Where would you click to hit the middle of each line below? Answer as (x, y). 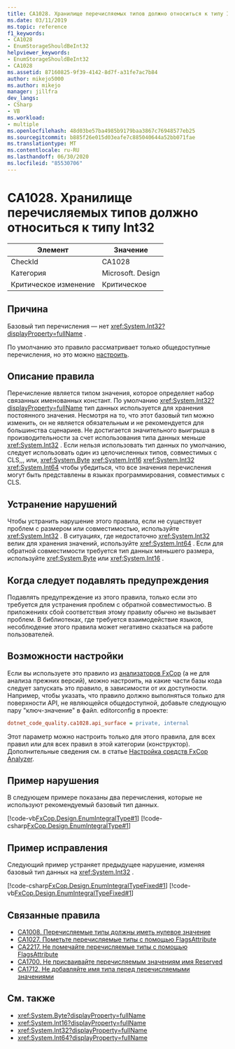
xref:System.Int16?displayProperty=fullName (82, 1022)
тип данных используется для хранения (144, 408)
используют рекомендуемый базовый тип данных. (83, 805)
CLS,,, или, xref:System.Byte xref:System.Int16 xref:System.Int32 (101, 460)
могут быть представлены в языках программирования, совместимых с (116, 475)
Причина (28, 309)
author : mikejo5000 (36, 79)
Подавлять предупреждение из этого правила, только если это (102, 597)
